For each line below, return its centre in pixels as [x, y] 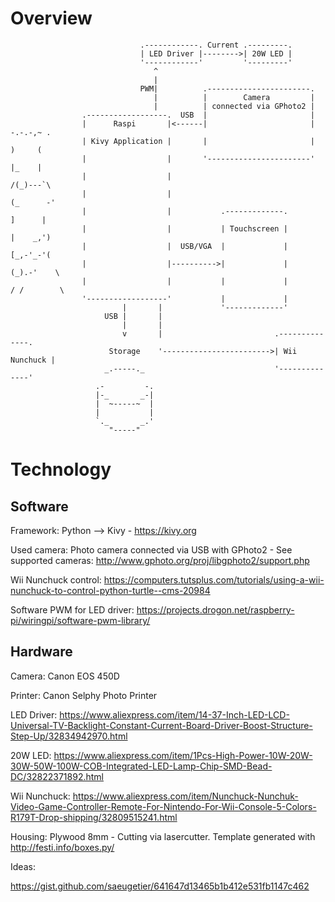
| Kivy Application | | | [198, 141]
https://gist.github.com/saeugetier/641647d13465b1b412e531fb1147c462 [160, 886]
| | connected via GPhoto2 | [234, 106]
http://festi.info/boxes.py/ [62, 847]
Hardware [41, 652]
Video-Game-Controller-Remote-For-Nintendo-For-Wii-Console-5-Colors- [163, 806]
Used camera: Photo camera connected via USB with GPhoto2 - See [151, 549]
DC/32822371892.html [57, 776]
